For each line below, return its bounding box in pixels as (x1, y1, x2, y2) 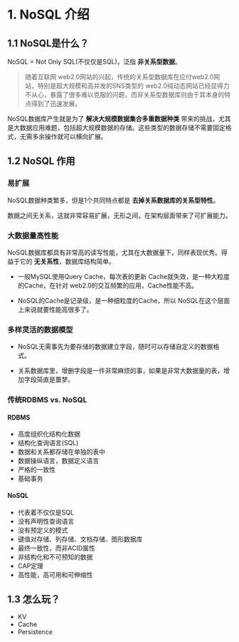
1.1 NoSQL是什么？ (7, 37, 90, 49)
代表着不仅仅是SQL (17, 508, 75, 516)
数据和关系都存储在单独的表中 (17, 447, 105, 457)
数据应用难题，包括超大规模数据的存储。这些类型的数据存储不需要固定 (19, 123, 225, 132)
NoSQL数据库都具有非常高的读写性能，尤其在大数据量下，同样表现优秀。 (7, 248, 222, 257)
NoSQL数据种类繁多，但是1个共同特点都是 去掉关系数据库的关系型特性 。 (7, 195, 220, 204)
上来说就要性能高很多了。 (17, 305, 93, 314)
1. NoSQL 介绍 (7, 6, 90, 23)
